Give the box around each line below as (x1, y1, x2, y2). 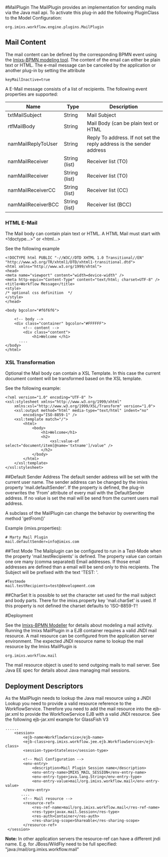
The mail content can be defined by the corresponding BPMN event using (5, 51, 157, 57)
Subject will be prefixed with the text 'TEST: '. (5, 569, 98, 576)
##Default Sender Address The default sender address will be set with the (5, 474, 158, 480)
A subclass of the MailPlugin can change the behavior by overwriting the (5, 510, 155, 516)
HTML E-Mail (5, 219, 37, 226)
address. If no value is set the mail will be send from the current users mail (5, 495, 158, 501)
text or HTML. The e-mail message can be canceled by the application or (5, 62, 156, 68)
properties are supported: (5, 91, 58, 97)
